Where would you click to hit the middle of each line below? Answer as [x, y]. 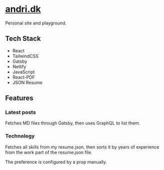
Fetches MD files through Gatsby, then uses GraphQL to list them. [73, 123]
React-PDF [23, 77]
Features [19, 98]
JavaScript [23, 72]
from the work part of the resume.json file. [49, 152]
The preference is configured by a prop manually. [56, 162]
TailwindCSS [25, 56]
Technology [20, 136]
